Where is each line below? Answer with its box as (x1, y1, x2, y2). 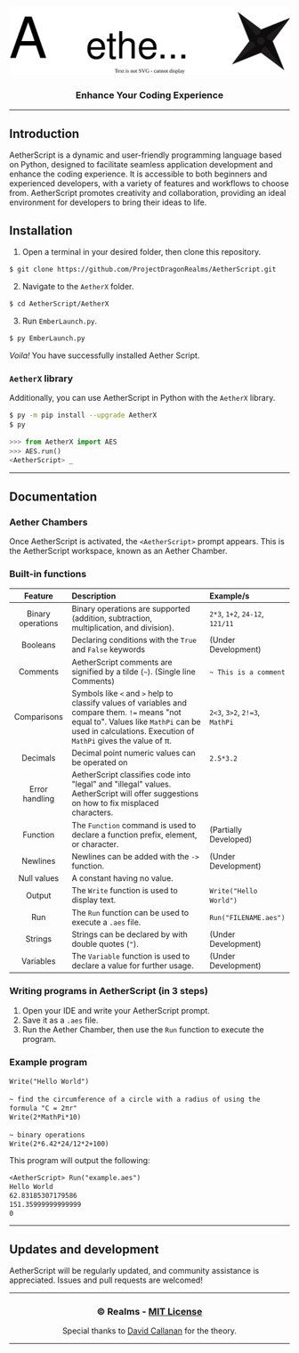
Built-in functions (9, 567, 87, 580)
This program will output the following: (9, 1155, 150, 1166)
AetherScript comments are (71, 656, 174, 667)
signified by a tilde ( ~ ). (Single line (71, 666, 196, 677)
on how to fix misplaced (71, 798, 159, 809)
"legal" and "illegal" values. (71, 778, 172, 790)
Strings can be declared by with (71, 929, 189, 940)
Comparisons (13, 712, 64, 722)
